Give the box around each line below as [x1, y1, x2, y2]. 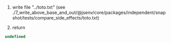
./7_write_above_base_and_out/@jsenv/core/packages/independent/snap [12, 9, 166, 15]
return [12, 24, 26, 30]
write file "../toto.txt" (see [12, 4, 66, 10]
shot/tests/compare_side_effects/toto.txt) [12, 15, 100, 20]
